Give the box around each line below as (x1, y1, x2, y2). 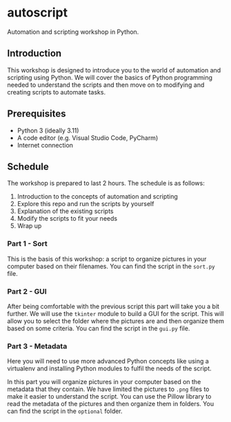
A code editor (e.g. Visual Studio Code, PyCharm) (17, 133, 159, 142)
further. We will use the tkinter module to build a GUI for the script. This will (7, 309, 224, 318)
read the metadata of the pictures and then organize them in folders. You (7, 400, 214, 408)
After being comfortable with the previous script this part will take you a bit (7, 302, 219, 310)
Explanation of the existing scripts (17, 207, 114, 215)
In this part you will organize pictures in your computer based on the (7, 378, 201, 386)
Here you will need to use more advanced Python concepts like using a (7, 357, 209, 365)
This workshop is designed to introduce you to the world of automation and (7, 66, 221, 74)
